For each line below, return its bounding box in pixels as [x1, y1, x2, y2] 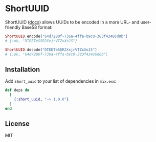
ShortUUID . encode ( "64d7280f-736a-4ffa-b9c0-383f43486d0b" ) [5, 34, 128, 39]
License [5, 119, 30, 128]
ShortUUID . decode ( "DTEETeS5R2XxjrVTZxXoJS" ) [5, 47, 97, 52]
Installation [5, 65, 40, 73]
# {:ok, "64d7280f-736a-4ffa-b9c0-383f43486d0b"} [5, 52, 109, 57]
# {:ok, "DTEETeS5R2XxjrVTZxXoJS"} [5, 38, 78, 43]
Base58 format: [22, 24, 53, 30]
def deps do [5, 88, 29, 93]
